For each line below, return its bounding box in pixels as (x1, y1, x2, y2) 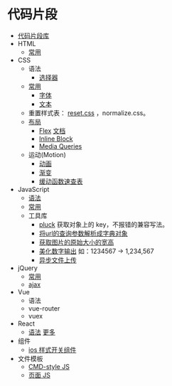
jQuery (17, 264, 38, 272)
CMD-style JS (28, 362, 70, 370)
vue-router (28, 304, 60, 313)
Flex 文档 (38, 126, 66, 135)
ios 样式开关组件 (28, 345, 77, 354)
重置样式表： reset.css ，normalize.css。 (28, 108, 150, 117)
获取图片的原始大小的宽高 (38, 237, 114, 246)
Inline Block (38, 134, 73, 143)
